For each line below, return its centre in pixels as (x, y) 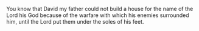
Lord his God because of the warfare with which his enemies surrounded (98, 15)
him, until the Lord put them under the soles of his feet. (75, 22)
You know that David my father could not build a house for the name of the (100, 9)
